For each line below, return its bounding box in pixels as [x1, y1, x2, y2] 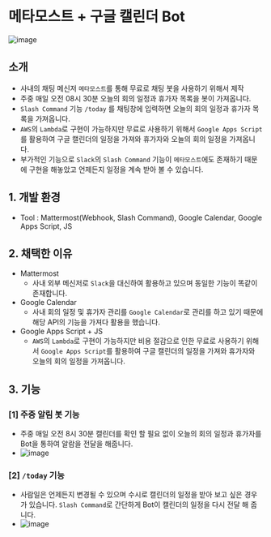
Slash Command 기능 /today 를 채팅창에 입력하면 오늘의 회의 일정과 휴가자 [19, 103, 251, 114]
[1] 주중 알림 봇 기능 [8, 409, 80, 420]
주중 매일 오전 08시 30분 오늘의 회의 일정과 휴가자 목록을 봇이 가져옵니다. [19, 93, 252, 103]
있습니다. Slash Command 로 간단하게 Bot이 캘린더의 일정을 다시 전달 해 [28, 500, 249, 509]
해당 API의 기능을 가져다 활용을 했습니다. [32, 317, 160, 327]
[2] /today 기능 [8, 470, 65, 481]
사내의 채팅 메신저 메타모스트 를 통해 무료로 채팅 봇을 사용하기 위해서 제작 [19, 83, 244, 93]
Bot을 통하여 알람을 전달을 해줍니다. [19, 439, 133, 449]
